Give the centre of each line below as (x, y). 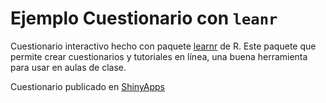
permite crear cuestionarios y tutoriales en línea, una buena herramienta (159, 56)
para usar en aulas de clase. (68, 67)
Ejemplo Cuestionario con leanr (144, 18)
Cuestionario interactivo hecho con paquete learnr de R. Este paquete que (163, 46)
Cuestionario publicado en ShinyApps (88, 86)
